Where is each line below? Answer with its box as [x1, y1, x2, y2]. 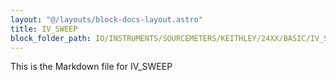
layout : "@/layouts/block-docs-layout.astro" [10, 14, 203, 25]
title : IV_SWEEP [10, 24, 78, 34]
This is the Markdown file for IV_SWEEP [10, 61, 173, 73]
